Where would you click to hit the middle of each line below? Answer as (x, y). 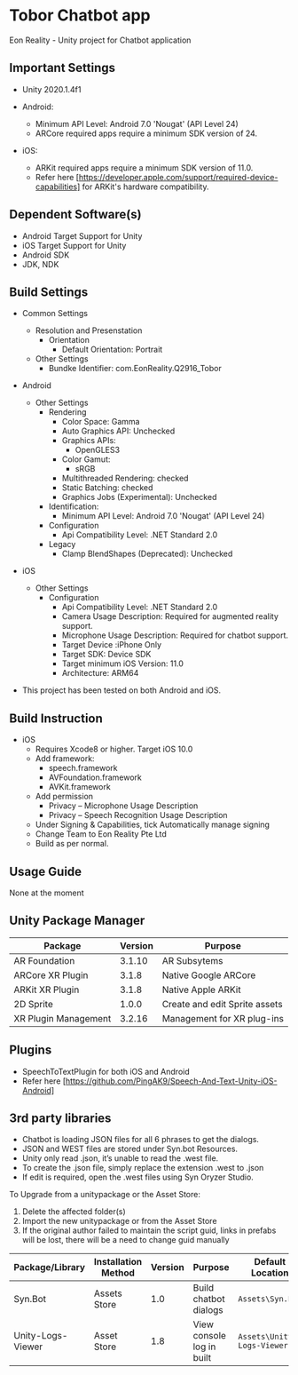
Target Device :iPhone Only (112, 645)
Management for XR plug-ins (223, 1018)
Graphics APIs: (89, 441)
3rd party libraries (60, 1119)
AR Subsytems (192, 960)
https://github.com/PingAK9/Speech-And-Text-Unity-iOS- (171, 1081)
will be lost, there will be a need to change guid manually (125, 1240)
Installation (118, 1262)
